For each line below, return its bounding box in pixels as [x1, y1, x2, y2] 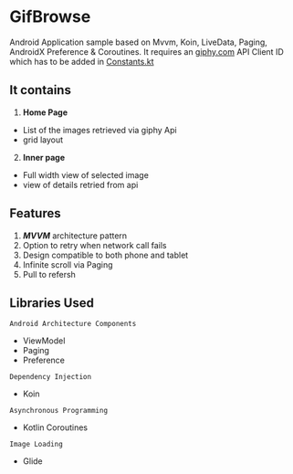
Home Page [22, 107, 68, 118]
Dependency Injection [9, 373, 92, 382]
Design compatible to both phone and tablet [22, 249, 189, 260]
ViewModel [22, 335, 66, 346]
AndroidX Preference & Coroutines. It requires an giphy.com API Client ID [9, 46, 285, 57]
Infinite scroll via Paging [22, 258, 113, 270]
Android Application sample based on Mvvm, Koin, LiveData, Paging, [9, 37, 267, 47]
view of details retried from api [22, 179, 139, 190]
